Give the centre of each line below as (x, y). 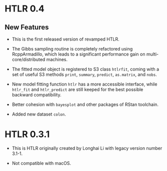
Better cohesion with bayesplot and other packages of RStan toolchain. (85, 104)
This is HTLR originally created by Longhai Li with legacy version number (87, 148)
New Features (27, 27)
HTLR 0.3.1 (27, 134)
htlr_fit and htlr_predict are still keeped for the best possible (77, 89)
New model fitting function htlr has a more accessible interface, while (84, 84)
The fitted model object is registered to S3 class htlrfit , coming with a (85, 69)
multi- (152, 54)
